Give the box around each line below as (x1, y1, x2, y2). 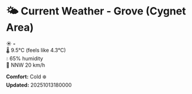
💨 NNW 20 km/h (6, 62, 46, 68)
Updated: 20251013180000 (6, 81, 72, 88)
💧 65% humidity (6, 55, 44, 62)
